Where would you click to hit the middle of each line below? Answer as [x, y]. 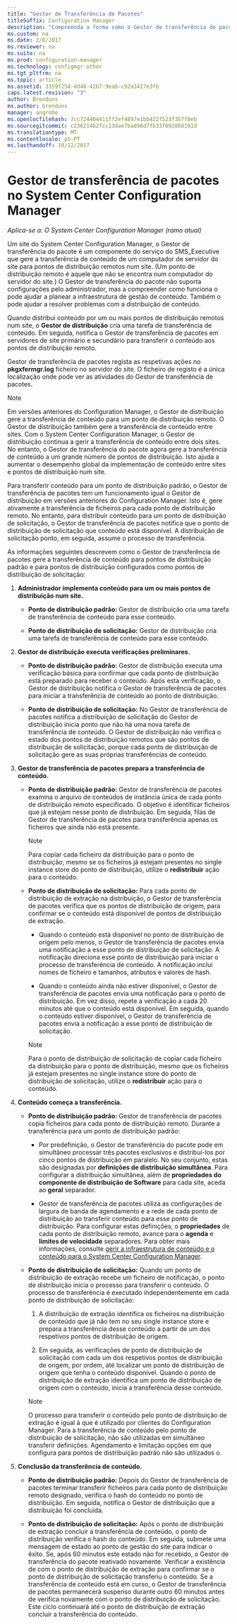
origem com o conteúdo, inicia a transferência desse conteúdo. [131, 1388]
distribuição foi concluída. [66, 1510]
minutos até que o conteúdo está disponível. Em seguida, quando [134, 1009]
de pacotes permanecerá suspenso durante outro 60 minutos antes [126, 1592]
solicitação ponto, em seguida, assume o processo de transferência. [107, 538]
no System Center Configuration [104, 196]
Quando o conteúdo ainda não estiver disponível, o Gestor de [128, 986]
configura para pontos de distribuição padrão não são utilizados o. [125, 1453]
